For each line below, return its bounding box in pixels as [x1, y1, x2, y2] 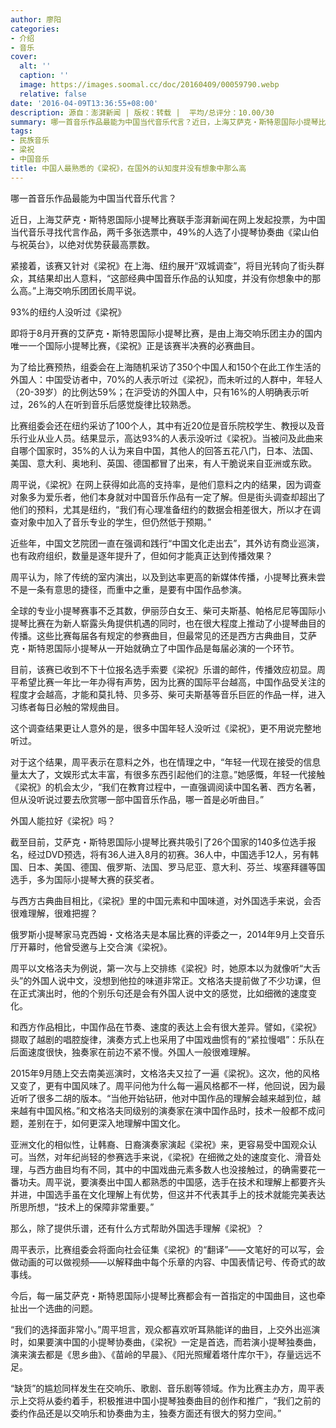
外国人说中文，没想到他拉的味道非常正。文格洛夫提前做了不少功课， [31, 974, 313, 986]
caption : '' [19, 71, 70, 81]
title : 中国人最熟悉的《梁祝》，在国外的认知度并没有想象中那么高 [10, 163, 247, 173]
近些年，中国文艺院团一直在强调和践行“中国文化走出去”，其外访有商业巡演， [10, 537, 325, 549]
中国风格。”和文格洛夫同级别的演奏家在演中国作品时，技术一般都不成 [36, 1104, 317, 1116]
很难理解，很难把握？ [10, 907, 98, 919]
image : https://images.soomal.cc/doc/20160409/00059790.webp [19, 80, 280, 90]
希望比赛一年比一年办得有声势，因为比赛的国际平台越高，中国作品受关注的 [18, 676, 326, 688]
